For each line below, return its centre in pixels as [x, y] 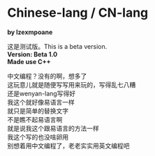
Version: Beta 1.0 [32, 54]
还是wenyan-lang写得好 [41, 93]
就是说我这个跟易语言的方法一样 [53, 128]
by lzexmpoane [30, 32]
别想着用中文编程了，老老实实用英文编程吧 [68, 146]
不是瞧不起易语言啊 [35, 119]
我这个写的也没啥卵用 [38, 136]
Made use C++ [29, 61]
